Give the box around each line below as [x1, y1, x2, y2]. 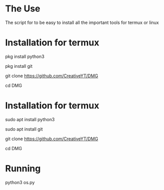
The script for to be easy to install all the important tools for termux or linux [5, 19, 159, 25]
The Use [5, 3, 41, 14]
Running [5, 163, 41, 174]
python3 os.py [5, 179, 35, 185]
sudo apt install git [5, 126, 43, 132]
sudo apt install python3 [5, 116, 55, 122]
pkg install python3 [5, 53, 45, 59]
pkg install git [5, 63, 33, 69]
